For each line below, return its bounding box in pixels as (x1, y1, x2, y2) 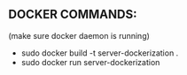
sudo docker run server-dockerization (20, 56, 160, 67)
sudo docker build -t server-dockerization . (20, 48, 179, 58)
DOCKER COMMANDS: (8, 7, 137, 22)
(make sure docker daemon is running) (8, 30, 150, 41)
